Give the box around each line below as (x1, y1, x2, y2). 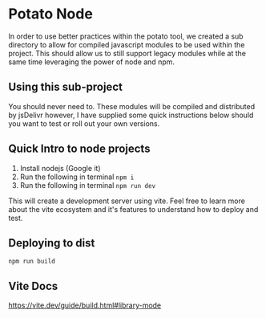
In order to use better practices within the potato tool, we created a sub (8, 31, 244, 41)
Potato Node (8, 5, 94, 23)
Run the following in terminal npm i (19, 172, 135, 181)
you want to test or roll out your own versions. (8, 118, 160, 128)
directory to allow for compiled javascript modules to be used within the (8, 39, 245, 49)
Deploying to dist (8, 236, 95, 250)
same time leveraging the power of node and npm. (8, 57, 175, 67)
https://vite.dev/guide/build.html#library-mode (8, 300, 162, 310)
